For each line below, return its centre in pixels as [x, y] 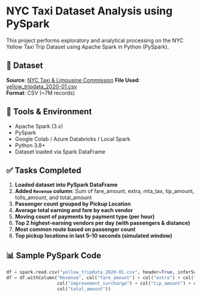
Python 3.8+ [30, 145]
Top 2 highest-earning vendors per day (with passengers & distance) [102, 223]
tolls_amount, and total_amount [53, 198]
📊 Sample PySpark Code [54, 255]
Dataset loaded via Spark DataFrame [60, 152]
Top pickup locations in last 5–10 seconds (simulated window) [93, 236]
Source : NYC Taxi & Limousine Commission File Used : [73, 80]
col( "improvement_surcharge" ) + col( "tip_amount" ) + [124, 283]
